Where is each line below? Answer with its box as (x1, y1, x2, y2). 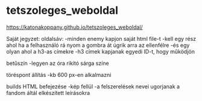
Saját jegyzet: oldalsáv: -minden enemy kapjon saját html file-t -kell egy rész (6, 35, 197, 42)
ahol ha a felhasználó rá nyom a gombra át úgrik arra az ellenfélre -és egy (6, 41, 190, 49)
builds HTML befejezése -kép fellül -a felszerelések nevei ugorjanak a (6, 82, 180, 90)
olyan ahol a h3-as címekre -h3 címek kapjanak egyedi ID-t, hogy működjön (6, 47, 195, 55)
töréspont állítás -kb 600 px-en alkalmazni (6, 71, 112, 78)
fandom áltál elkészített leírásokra (6, 89, 90, 96)
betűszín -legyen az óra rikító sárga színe (6, 60, 110, 67)
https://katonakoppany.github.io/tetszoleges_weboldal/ (6, 23, 143, 31)
